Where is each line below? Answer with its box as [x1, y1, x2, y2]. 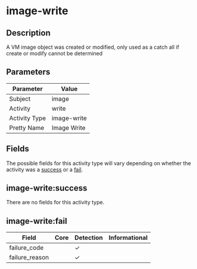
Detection [74, 233, 103, 242]
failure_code [9, 243, 44, 252]
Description [6, 28, 51, 38]
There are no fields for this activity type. [6, 199, 105, 206]
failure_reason [9, 254, 49, 262]
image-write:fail [6, 216, 67, 226]
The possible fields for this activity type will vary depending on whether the [6, 159, 192, 167]
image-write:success [6, 183, 87, 194]
